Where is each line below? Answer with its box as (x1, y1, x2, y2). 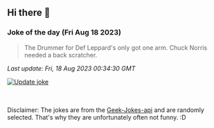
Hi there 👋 (7, 7, 51, 19)
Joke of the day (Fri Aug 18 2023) (7, 28, 121, 37)
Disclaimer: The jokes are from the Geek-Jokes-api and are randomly (7, 105, 204, 114)
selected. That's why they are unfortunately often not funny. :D (7, 113, 186, 121)
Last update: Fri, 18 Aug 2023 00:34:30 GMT (7, 64, 136, 73)
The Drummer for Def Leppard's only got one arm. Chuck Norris (24, 43, 208, 52)
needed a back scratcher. (24, 51, 98, 59)
